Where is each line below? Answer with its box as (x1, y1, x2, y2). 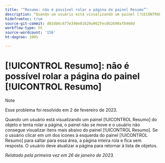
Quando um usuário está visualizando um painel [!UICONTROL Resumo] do (5, 116, 157, 122)
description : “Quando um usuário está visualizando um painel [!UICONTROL (5, 12, 162, 17)
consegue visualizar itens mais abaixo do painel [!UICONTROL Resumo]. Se (5, 127, 158, 133)
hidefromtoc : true (5, 16, 43, 21)
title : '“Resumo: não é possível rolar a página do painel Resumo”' (5, 7, 148, 12)
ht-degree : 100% (5, 35, 38, 40)
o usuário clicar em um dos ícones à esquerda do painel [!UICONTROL (5, 132, 148, 138)
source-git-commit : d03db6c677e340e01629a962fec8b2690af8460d (5, 21, 135, 26)
